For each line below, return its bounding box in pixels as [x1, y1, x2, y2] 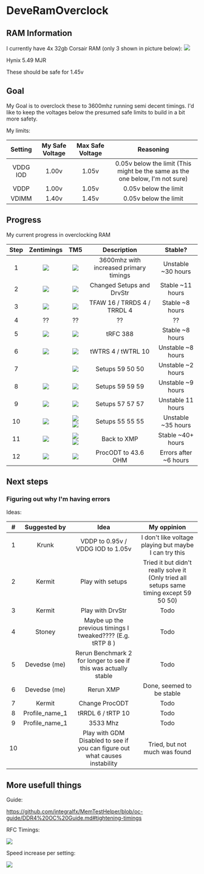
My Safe [41, 141, 67, 150]
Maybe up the [84, 616, 124, 624]
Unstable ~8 [158, 343, 194, 352]
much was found [143, 748, 191, 757]
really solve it [148, 566, 186, 575]
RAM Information [6, 28, 73, 38]
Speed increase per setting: [6, 850, 76, 857]
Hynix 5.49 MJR [6, 57, 47, 64]
